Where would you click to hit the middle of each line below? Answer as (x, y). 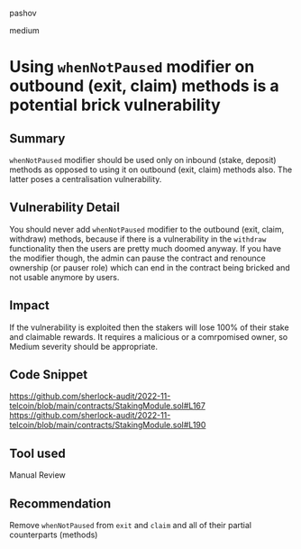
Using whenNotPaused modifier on (132, 67)
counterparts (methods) (54, 535)
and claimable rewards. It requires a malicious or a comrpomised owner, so (149, 336)
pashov (23, 13)
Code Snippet (49, 375)
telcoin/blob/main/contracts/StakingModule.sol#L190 (108, 425)
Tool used (37, 453)
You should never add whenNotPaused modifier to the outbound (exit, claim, (147, 229)
